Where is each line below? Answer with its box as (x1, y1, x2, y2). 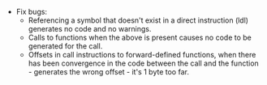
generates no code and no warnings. (28, 24, 152, 33)
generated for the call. (28, 41, 103, 51)
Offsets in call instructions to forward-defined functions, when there (28, 50, 256, 59)
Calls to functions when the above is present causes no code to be (28, 32, 252, 42)
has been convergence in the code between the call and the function (28, 58, 260, 68)
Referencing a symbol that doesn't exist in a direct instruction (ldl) (28, 15, 249, 25)
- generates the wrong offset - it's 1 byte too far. (28, 67, 189, 76)
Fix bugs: (15, 7, 47, 16)
